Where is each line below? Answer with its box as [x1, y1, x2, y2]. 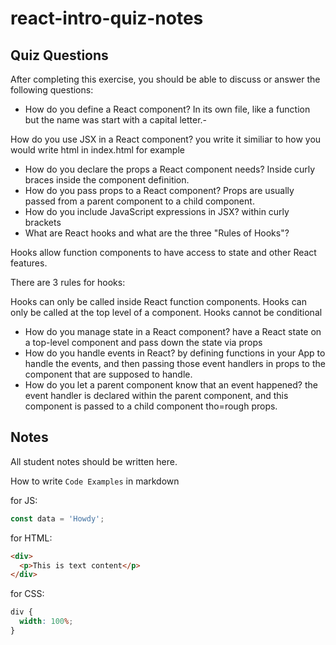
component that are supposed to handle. [24, 368, 193, 380]
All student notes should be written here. [10, 455, 178, 467]
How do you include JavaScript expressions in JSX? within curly [24, 206, 290, 217]
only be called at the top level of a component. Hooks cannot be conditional [10, 307, 323, 318]
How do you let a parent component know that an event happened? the [24, 379, 318, 391]
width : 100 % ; [19, 617, 74, 627]
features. [10, 257, 48, 269]
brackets [24, 217, 62, 228]
